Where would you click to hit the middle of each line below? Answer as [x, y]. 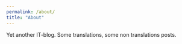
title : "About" [25, 17]
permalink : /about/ [31, 12]
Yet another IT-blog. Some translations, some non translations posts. [91, 34]
